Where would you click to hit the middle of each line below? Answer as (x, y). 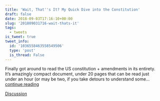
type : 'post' (23, 50)
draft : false (18, 14)
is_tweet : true (20, 37)
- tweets (18, 32)
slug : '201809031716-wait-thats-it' (42, 23)
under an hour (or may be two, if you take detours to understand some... (77, 79)
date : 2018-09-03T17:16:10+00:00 (39, 19)
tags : (10, 28)
